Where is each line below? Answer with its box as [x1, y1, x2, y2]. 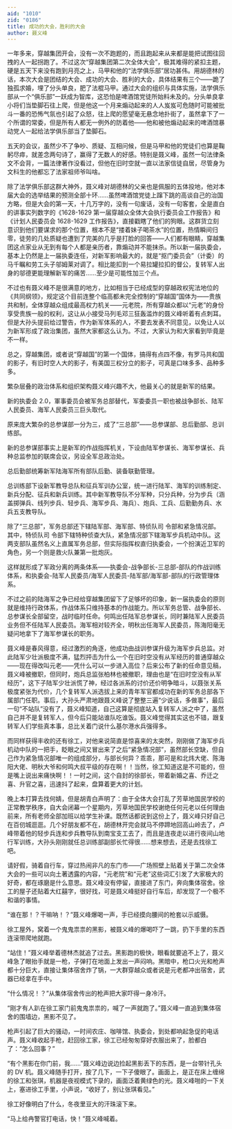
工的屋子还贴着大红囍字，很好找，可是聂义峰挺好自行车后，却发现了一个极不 [7, 887, 225, 896]
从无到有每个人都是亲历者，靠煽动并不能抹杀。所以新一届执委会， [37, 243, 225, 251]
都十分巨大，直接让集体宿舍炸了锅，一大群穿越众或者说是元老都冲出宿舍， [7, 966, 219, 974]
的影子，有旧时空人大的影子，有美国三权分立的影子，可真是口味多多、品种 [7, 359, 219, 367]
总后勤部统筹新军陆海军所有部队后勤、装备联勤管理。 [7, 467, 159, 475]
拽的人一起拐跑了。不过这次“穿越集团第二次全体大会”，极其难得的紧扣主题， [7, 58, 224, 66]
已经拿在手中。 [12, 975, 56, 983]
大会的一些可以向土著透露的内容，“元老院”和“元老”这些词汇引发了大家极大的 [7, 870, 224, 879]
